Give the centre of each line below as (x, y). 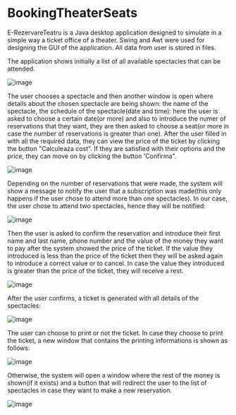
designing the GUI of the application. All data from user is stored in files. (112, 47)
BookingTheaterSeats (73, 13)
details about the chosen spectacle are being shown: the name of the (108, 103)
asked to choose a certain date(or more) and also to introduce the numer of (117, 119)
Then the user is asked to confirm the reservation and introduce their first (114, 233)
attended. (21, 68)
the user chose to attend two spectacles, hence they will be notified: (107, 205)
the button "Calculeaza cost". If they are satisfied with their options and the (116, 148)
